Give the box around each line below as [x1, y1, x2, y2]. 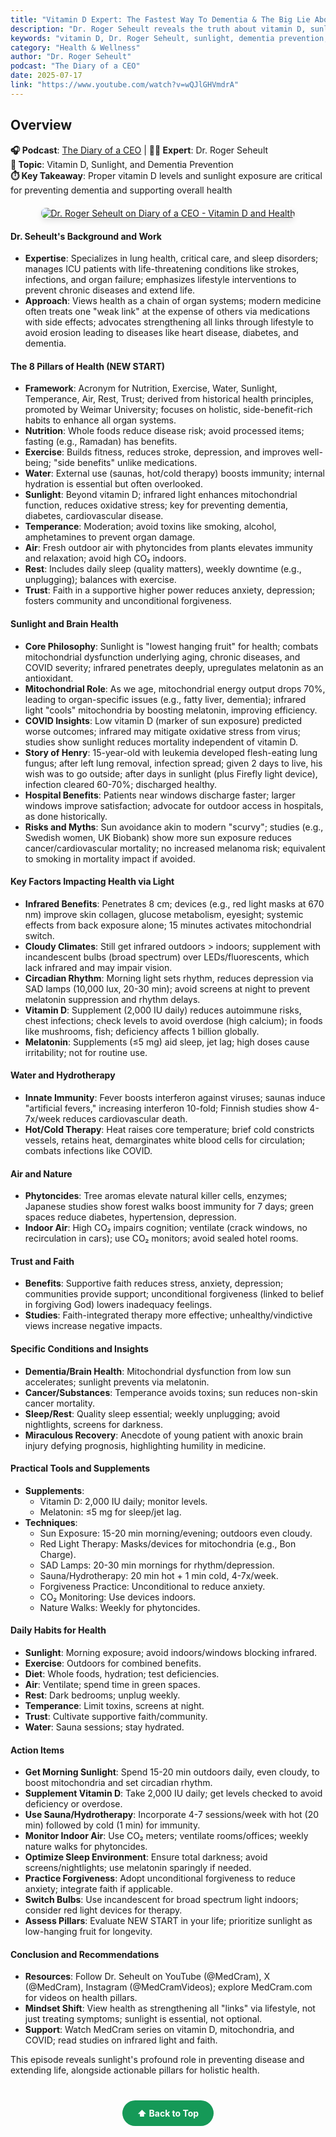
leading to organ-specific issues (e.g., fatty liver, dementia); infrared [24, 693, 307, 705]
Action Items [10, 1744, 65, 1756]
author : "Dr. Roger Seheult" [10, 52, 132, 62]
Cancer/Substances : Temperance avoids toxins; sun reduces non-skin [24, 1386, 318, 1398]
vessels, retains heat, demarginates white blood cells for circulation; [24, 1134, 306, 1146]
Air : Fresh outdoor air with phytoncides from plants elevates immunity [24, 542, 313, 554]
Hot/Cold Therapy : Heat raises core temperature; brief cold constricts [24, 1123, 315, 1135]
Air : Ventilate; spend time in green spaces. [24, 1679, 201, 1690]
